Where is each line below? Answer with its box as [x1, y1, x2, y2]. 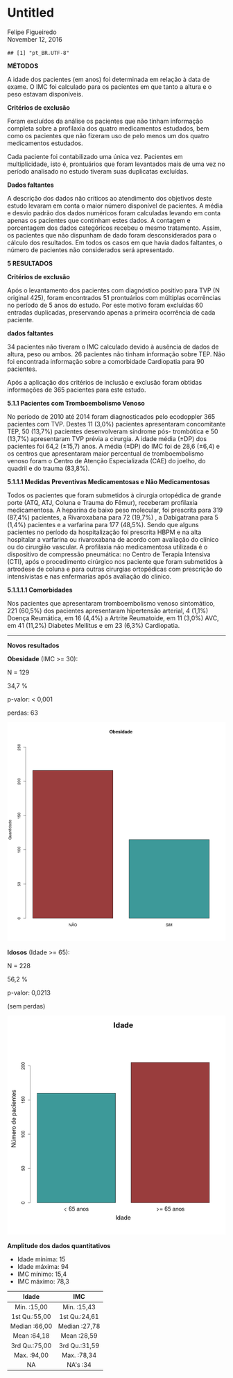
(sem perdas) [7, 1002, 46, 1010]
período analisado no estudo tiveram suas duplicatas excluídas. [7, 167, 189, 175]
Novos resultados [7, 641, 60, 649]
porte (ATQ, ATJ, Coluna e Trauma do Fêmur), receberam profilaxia [7, 498, 198, 506]
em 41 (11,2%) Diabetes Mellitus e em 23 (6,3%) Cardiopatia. [7, 621, 180, 629]
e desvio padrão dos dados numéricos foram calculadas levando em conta [7, 208, 221, 217]
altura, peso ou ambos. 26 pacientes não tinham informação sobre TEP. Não [7, 349, 225, 358]
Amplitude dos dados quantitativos [7, 1241, 111, 1250]
